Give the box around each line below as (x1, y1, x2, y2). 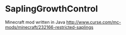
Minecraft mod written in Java (5, 19, 65, 25)
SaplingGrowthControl (5, 3, 98, 14)
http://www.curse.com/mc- (66, 19, 121, 25)
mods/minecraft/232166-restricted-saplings (5, 24, 94, 30)
